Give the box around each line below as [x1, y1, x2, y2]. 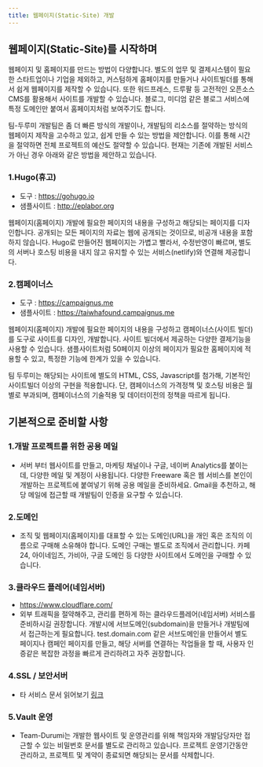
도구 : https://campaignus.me [19, 298, 114, 307]
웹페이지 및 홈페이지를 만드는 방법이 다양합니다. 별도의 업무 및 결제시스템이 [8, 64, 237, 75]
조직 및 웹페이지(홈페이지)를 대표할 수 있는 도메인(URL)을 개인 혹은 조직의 [19, 531, 245, 541]
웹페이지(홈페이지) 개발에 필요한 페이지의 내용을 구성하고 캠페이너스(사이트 [8, 325, 236, 334]
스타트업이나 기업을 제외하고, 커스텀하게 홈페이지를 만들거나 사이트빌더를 [16, 75, 239, 84]
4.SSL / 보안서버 [8, 670, 68, 681]
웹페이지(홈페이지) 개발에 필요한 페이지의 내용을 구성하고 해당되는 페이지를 [8, 218, 236, 227]
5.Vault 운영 [8, 711, 53, 722]
